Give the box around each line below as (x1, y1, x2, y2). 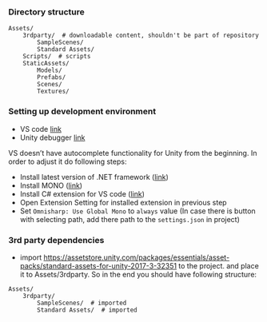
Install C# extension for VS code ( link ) (19, 189, 145, 198)
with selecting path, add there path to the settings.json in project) (19, 214, 240, 224)
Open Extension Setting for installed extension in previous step (19, 197, 227, 207)
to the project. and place (178, 260, 260, 270)
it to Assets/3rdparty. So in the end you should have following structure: (19, 269, 257, 279)
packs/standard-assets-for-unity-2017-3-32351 (19, 260, 177, 270)
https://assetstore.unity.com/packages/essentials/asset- (43, 252, 230, 262)
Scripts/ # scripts (22, 53, 91, 61)
